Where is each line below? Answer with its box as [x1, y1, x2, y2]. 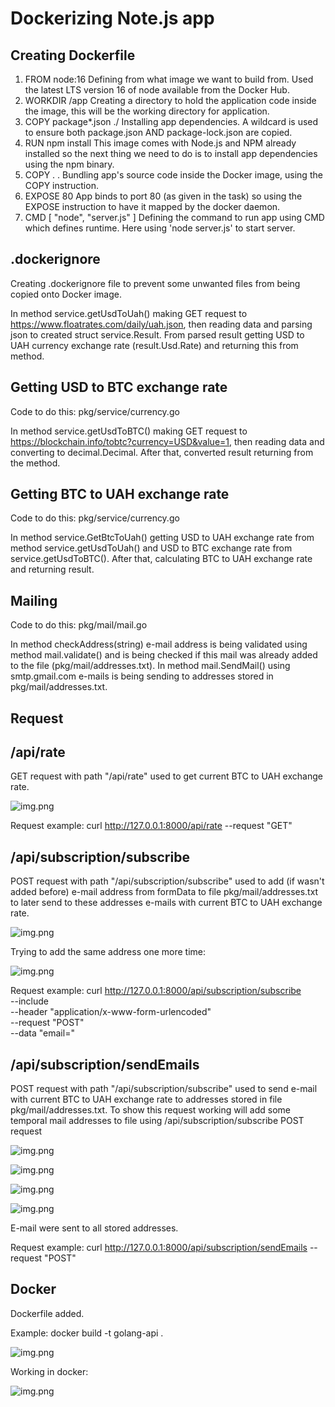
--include [10, 995, 49, 1007]
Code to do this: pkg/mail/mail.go [10, 619, 148, 631]
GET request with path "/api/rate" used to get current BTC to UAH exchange [10, 770, 323, 782]
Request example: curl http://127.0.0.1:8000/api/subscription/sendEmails [10, 1242, 308, 1254]
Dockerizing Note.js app [10, 7, 215, 30]
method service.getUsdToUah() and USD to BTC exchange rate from [10, 542, 293, 554]
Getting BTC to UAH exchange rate [10, 486, 230, 503]
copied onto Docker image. [10, 288, 123, 300]
